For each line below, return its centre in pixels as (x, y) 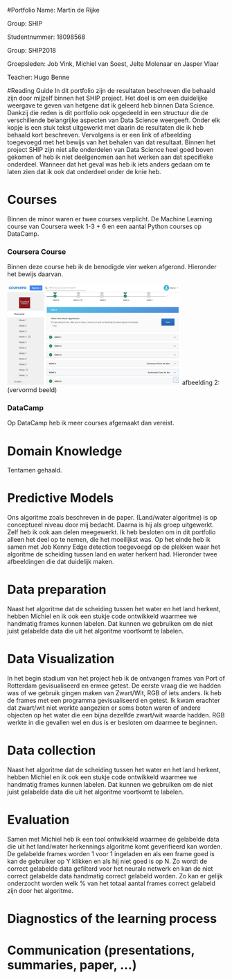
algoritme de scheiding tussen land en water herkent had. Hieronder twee (113, 554)
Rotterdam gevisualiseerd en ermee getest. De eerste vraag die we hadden (114, 686)
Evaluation (38, 820)
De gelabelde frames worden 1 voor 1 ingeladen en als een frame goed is (111, 853)
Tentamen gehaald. (35, 470)
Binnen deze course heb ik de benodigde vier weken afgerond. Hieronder (112, 267)
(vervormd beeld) (32, 390)
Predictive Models (61, 498)
